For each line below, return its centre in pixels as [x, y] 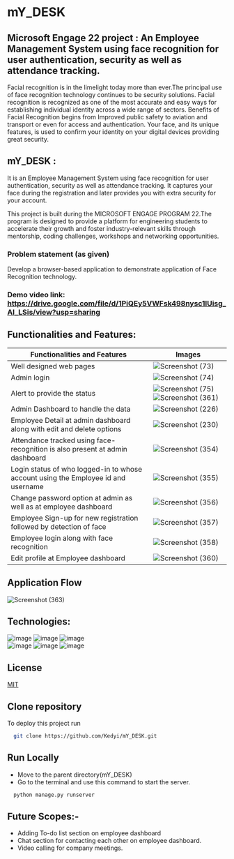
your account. [27, 200]
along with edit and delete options [66, 428]
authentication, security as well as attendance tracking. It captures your [110, 185]
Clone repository [45, 707]
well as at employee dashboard [62, 507]
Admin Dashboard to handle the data [71, 409]
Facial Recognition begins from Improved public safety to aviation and [107, 117]
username [27, 486]
